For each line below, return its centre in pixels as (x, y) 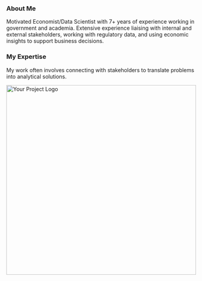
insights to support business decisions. (55, 41)
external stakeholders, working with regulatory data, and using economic (98, 35)
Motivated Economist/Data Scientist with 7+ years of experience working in (100, 22)
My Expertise (26, 57)
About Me (21, 8)
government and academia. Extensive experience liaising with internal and (99, 28)
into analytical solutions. (36, 76)
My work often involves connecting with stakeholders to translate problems (100, 70)
